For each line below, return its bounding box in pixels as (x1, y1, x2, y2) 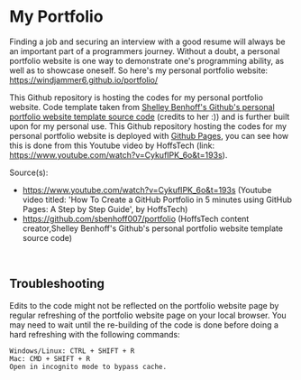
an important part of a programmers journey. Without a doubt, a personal (9, 45, 280, 56)
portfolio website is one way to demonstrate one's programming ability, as (9, 55, 285, 66)
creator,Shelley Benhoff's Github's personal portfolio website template (22, 223, 284, 234)
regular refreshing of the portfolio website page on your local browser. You (9, 310, 287, 320)
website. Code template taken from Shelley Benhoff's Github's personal (9, 101, 275, 112)
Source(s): (9, 167, 49, 178)
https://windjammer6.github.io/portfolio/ (9, 74, 159, 85)
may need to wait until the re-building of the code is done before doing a (9, 319, 279, 330)
